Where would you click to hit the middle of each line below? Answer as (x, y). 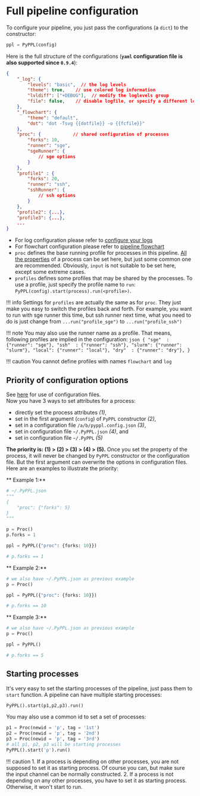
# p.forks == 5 (25, 655)
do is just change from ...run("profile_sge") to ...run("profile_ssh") (94, 322)
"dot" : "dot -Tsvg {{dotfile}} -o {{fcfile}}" (86, 124)
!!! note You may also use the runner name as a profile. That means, (89, 333)
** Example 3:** (26, 617)
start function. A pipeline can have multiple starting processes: (84, 695)
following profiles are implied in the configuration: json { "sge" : (88, 340)
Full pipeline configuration (72, 11)
